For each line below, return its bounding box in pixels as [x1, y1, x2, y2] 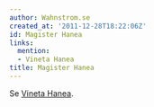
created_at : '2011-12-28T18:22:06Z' [9, 22, 147, 31]
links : [9, 38, 34, 48]
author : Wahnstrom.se [9, 13, 91, 22]
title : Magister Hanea [9, 64, 95, 73]
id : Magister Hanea [9, 30, 83, 39]
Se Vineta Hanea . [9, 87, 74, 99]
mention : [17, 47, 50, 56]
